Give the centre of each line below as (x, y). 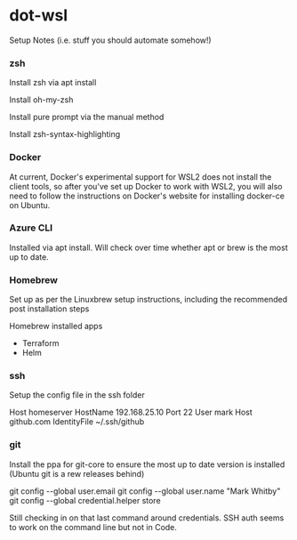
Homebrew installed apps (56, 326)
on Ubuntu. (30, 205)
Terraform (40, 343)
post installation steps (49, 309)
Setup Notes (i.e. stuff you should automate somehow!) (110, 40)
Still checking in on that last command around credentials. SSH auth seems (147, 518)
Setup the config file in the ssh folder (77, 395)
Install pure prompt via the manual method (87, 117)
